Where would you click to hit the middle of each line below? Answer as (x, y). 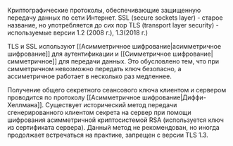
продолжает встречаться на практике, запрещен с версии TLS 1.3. (108, 135)
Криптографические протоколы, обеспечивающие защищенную (104, 10)
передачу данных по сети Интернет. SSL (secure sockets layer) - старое (115, 18)
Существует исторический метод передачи (111, 105)
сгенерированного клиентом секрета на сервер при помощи (99, 112)
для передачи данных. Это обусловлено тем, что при (139, 61)
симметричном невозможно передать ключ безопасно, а (94, 69)
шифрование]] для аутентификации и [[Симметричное (89, 54)
